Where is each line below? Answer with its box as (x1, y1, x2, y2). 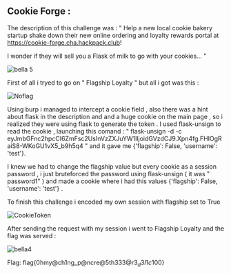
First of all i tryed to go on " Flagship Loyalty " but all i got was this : (7, 78, 199, 87)
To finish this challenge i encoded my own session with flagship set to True (7, 198, 221, 206)
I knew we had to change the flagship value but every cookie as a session (7, 162, 217, 171)
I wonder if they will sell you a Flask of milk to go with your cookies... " (7, 52, 207, 60)
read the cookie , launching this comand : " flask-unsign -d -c (7, 127, 182, 135)
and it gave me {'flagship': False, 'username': (89, 141, 218, 150)
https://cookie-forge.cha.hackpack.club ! (7, 38, 122, 47)
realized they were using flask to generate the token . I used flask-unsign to (7, 120, 221, 128)
